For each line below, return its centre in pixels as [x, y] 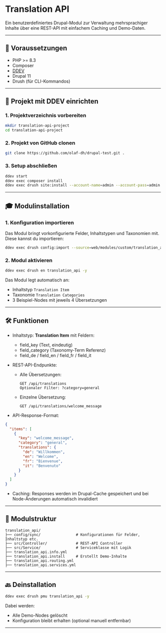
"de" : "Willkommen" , [44, 452]
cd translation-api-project [34, 130]
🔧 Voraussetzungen [36, 48]
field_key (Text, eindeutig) [46, 345]
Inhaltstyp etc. [22, 539]
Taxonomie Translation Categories [48, 295]
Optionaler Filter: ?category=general [60, 388]
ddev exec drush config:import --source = [48, 248]
